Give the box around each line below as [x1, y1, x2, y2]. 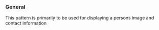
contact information [5, 20, 47, 26]
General [5, 3, 26, 10]
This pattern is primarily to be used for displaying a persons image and [5, 15, 154, 21]
